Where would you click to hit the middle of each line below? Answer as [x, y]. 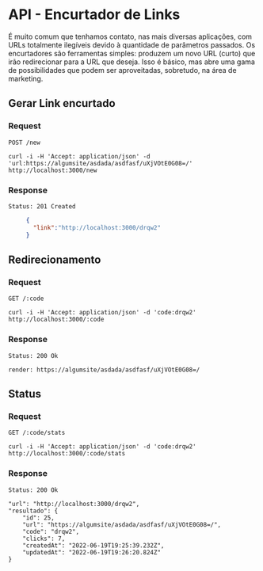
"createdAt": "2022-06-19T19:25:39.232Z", [93, 545]
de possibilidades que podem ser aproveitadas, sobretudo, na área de [122, 70]
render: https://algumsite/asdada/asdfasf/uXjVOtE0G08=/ [104, 370]
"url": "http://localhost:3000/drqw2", [74, 504]
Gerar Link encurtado [62, 103]
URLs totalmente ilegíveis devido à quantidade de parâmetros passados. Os [132, 44]
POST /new [25, 143]
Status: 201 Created [42, 206]
